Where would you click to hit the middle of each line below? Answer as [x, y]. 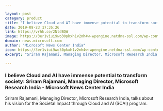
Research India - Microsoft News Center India [60, 88]
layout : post [18, 14]
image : [12, 36]
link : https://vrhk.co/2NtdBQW [37, 32]
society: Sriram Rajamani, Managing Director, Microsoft [72, 81]
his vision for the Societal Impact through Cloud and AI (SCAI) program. [76, 103]
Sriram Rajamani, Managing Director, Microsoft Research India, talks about [79, 98]
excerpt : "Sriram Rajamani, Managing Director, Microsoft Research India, [82, 54]
